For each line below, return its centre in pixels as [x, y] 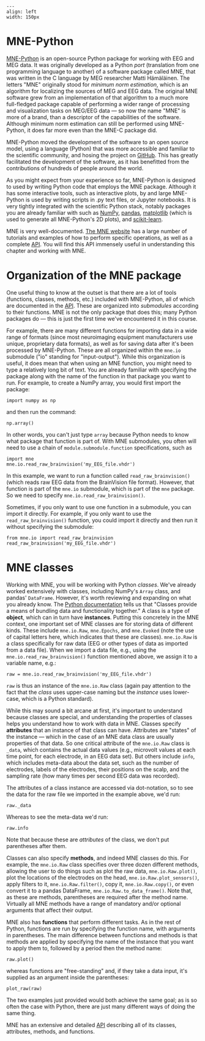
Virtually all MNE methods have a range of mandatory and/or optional [94, 903]
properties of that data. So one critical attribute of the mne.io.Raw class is [98, 743]
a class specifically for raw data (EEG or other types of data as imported [97, 643]
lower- [181, 692]
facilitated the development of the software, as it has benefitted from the [98, 162]
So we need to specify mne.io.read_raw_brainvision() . [76, 495]
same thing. [21, 1013]
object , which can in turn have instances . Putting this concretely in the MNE [103, 617]
